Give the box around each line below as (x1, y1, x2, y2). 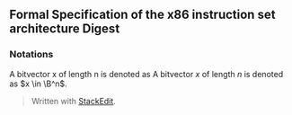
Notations (9, 49, 54, 61)
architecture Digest (9, 22, 120, 37)
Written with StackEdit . (31, 95, 117, 106)
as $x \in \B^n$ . (9, 78, 67, 89)
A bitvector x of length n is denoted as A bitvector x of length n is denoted (9, 68, 284, 79)
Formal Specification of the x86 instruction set (9, 7, 276, 22)
